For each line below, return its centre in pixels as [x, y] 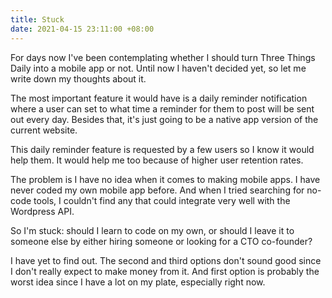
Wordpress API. [42, 211]
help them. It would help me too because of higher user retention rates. [157, 160]
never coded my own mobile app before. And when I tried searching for [157, 190]
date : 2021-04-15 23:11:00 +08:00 [82, 29]
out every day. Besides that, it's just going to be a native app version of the [164, 119]
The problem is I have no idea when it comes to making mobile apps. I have [165, 179]
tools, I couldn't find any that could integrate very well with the [162, 200]
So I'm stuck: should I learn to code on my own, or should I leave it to [152, 230]
